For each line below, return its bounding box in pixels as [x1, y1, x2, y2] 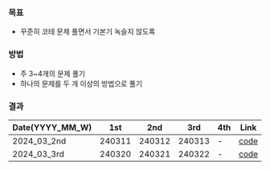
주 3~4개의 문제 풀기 [19, 68, 86, 78]
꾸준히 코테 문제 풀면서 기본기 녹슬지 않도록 [19, 26, 156, 37]
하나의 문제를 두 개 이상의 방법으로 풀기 [19, 79, 143, 88]
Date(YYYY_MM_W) [12, 122, 92, 133]
